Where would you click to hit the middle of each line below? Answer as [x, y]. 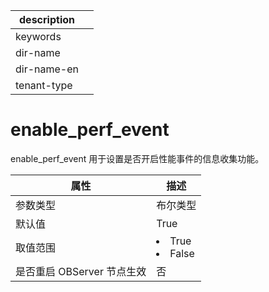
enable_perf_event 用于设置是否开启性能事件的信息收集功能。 [137, 158]
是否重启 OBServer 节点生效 [81, 271]
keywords [38, 36]
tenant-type [44, 85]
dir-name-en [47, 69]
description [47, 19]
